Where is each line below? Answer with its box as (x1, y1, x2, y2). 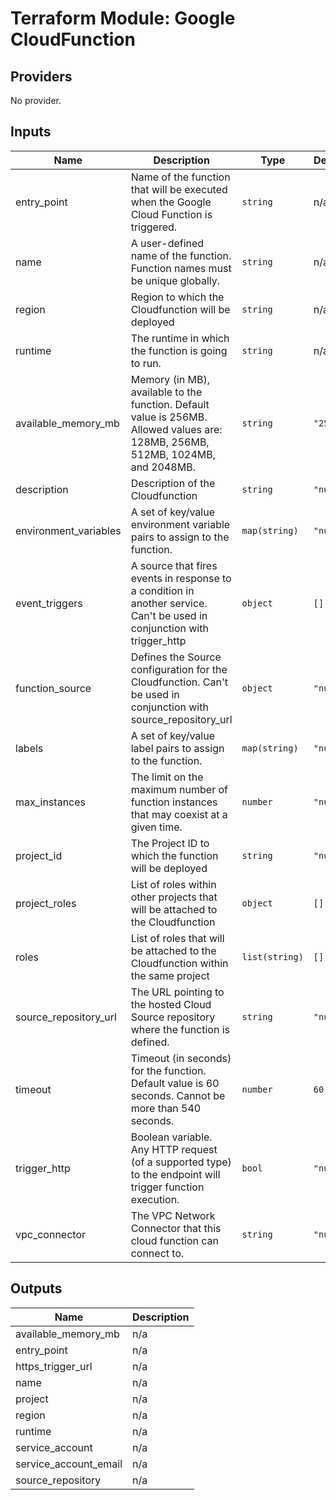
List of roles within (130, 877, 217, 891)
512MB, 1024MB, (130, 447, 217, 461)
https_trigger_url (15, 1359, 93, 1373)
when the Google (130, 195, 212, 209)
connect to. (130, 1246, 185, 1260)
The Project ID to (130, 836, 210, 850)
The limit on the (130, 770, 204, 784)
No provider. (10, 95, 62, 106)
